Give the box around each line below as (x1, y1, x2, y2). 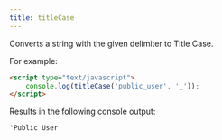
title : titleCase (9, 13, 75, 23)
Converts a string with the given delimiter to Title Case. (9, 38, 214, 49)
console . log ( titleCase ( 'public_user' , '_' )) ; (25, 81, 200, 90)
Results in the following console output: (9, 106, 156, 117)
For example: (9, 55, 59, 66)
